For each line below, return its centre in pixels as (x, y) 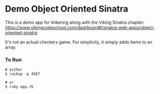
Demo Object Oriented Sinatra (67, 9)
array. (11, 47)
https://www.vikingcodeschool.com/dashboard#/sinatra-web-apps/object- (80, 27)
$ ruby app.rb (19, 87)
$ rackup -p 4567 (23, 74)
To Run (13, 60)
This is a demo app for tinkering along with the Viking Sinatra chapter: (75, 22)
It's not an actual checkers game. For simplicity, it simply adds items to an (79, 42)
